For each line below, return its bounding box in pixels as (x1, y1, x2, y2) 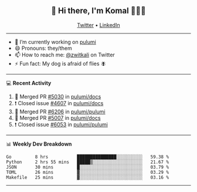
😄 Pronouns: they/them (14, 45, 72, 52)
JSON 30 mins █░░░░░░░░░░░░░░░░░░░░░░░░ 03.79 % (6, 164, 169, 170)
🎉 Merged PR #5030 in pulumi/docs (14, 93, 101, 100)
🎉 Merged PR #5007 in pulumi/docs (14, 114, 101, 121)
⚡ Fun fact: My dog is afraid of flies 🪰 (14, 60, 107, 67)
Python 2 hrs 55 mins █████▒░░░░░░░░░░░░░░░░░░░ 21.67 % (6, 159, 169, 165)
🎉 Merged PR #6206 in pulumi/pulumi (14, 108, 106, 115)
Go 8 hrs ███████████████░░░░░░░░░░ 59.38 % (6, 154, 169, 160)
